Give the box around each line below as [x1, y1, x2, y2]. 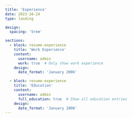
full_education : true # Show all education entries [18, 97, 128, 101]
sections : [5, 38, 25, 43]
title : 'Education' [14, 83, 54, 88]
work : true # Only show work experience [18, 61, 104, 66]
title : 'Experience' [5, 7, 47, 12]
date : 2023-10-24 [5, 12, 40, 17]
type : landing [5, 16, 34, 21]
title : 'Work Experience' [14, 47, 67, 52]
